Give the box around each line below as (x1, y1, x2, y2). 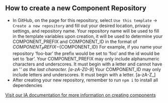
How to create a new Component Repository (5, 4, 147, 12)
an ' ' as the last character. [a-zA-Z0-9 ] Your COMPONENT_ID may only (12, 66, 161, 72)
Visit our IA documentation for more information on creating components (5, 92, 156, 98)
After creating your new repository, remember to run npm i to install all (12, 77, 158, 83)
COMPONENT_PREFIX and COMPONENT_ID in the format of (12, 38, 137, 44)
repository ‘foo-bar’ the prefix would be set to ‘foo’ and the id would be (12, 50, 160, 56)
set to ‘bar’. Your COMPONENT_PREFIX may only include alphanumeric (12, 55, 160, 61)
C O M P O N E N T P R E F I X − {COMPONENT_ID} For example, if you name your (12, 43, 162, 51)
